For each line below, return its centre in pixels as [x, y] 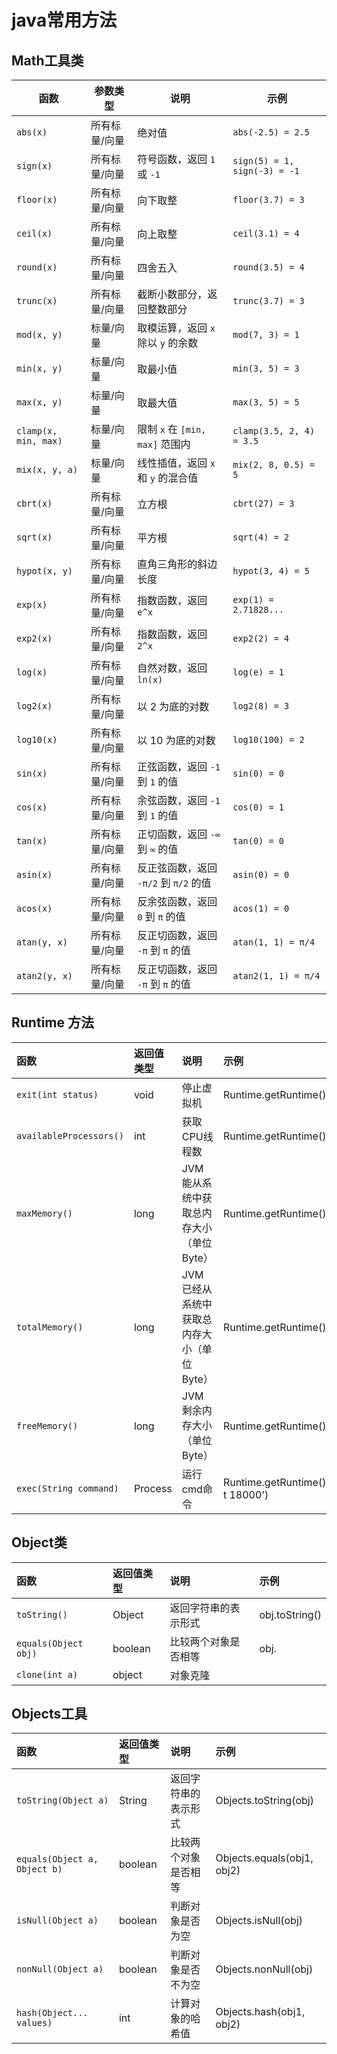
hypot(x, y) [45, 571]
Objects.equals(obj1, [264, 1858]
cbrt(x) [34, 503]
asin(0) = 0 [261, 874]
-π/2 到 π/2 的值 [174, 883]
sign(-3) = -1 [266, 171]
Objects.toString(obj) [264, 1801]
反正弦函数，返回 [177, 868]
